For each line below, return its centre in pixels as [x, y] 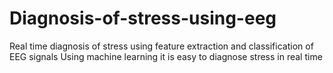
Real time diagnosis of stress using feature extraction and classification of [161, 46]
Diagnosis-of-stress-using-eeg [143, 18]
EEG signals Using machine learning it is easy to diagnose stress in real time [166, 56]
